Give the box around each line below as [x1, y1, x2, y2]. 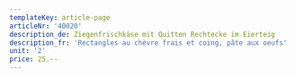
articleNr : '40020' [9, 22, 83, 30]
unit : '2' [9, 47, 47, 56]
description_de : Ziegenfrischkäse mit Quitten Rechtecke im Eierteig [9, 30, 276, 39]
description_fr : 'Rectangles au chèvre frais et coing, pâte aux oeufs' [9, 38, 288, 48]
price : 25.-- [9, 55, 58, 64]
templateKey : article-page [9, 13, 111, 22]
